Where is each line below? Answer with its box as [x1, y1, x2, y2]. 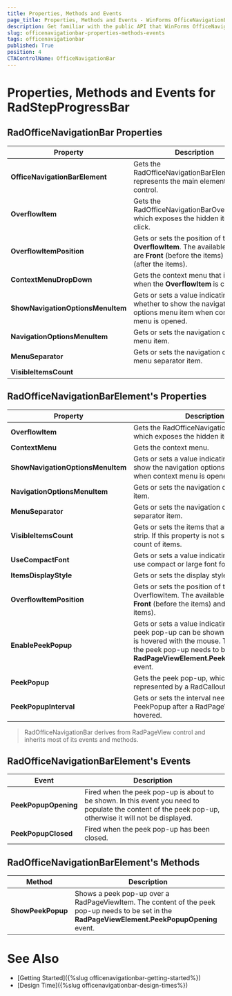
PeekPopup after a [133, 702, 194, 711]
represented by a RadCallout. [133, 682, 228, 691]
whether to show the [133, 298, 200, 308]
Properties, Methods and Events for [7, 84, 216, 100]
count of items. [133, 539, 182, 549]
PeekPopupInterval [10, 702, 75, 711]
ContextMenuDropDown [10, 274, 93, 284]
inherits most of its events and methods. [23, 735, 139, 743]
